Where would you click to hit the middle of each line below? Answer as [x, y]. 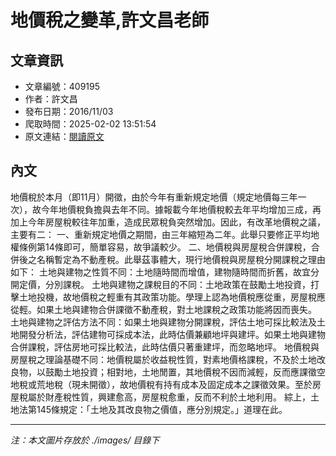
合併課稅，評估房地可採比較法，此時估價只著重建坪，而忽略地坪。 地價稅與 [165, 347]
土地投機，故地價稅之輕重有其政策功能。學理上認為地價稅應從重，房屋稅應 [172, 297]
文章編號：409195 [62, 86]
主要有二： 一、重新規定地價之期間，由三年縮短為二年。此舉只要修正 [151, 234]
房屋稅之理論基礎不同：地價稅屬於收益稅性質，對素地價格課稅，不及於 [155, 359]
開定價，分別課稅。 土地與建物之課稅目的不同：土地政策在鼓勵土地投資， [160, 284]
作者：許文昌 [51, 99]
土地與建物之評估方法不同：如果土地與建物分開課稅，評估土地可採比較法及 [163, 322]
